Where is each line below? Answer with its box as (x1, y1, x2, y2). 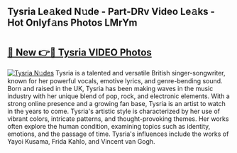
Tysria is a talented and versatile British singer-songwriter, (55, 69, 226, 77)
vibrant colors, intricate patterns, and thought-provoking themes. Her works (7, 115, 229, 123)
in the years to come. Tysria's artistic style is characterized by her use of (7, 107, 221, 115)
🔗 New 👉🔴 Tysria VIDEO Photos (7, 46, 153, 58)
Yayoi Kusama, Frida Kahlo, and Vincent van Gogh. (7, 137, 155, 145)
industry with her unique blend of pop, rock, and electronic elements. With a (7, 92, 230, 100)
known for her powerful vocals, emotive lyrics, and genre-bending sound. (7, 77, 223, 85)
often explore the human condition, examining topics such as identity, (7, 122, 211, 130)
